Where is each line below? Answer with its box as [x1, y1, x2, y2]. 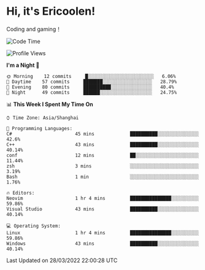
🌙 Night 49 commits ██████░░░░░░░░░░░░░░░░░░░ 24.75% [6, 89, 177, 96]
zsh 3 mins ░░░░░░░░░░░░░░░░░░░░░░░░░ [6, 163, 199, 169]
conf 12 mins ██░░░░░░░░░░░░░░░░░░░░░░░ [6, 152, 199, 158]
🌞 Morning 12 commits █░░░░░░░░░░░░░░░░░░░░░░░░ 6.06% [6, 73, 176, 79]
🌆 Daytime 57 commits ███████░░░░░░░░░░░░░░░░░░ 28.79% [6, 79, 177, 85]
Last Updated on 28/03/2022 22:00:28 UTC [6, 256, 118, 264]
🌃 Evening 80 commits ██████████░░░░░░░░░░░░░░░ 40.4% [6, 84, 174, 90]
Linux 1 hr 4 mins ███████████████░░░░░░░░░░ [6, 229, 199, 236]
